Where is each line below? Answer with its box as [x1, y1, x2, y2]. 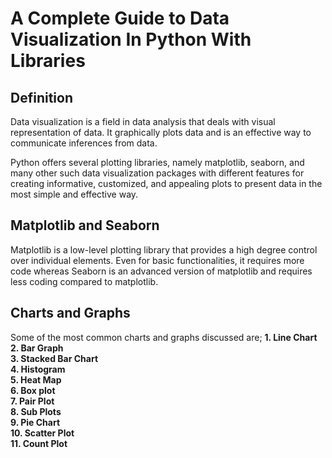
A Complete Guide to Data [10, 7, 230, 30]
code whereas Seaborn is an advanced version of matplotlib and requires [10, 265, 313, 277]
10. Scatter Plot [10, 427, 75, 439]
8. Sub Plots [10, 405, 62, 417]
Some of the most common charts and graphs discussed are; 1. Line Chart [10, 331, 318, 343]
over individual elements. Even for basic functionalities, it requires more [10, 254, 305, 266]
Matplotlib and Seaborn [10, 217, 160, 234]
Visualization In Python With [10, 28, 252, 51]
